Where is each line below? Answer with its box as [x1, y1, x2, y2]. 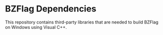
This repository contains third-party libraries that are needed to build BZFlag [5, 19, 159, 25]
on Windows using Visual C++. [5, 24, 67, 30]
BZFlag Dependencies [5, 3, 97, 14]
